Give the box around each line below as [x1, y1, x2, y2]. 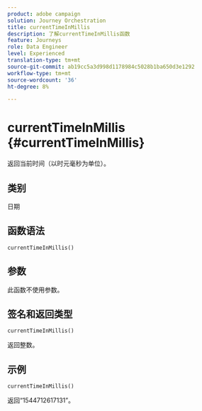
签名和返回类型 [7, 308, 73, 320]
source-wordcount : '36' [7, 76, 78, 84]
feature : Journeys [7, 37, 62, 44]
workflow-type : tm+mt [7, 70, 72, 77]
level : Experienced [7, 50, 65, 57]
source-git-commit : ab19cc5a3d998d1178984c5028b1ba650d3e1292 [7, 63, 195, 70]
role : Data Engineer [7, 43, 69, 50]
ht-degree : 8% [7, 83, 50, 90]
